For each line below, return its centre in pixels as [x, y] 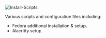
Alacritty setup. [27, 31]
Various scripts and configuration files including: [53, 16]
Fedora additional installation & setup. [49, 26]
